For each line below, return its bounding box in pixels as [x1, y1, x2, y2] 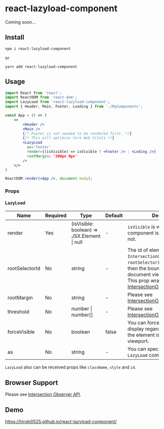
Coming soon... [5, 19, 36, 25]
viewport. [127, 338, 149, 344]
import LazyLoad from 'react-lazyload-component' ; [5, 100, 110, 105]
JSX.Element [71, 233, 101, 239]
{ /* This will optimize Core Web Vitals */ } [22, 135, 115, 141]
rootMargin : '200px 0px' [26, 153, 78, 159]
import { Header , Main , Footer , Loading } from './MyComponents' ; [5, 104, 143, 109]
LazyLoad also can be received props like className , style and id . [5, 365, 137, 370]
